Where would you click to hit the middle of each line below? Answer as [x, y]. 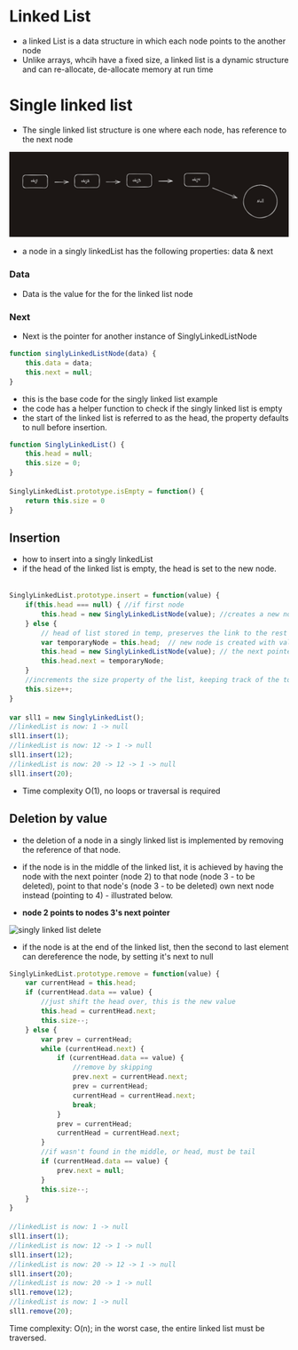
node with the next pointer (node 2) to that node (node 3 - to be [138, 876]
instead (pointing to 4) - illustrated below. [98, 895]
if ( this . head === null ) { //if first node [105, 605]
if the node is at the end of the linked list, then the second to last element [155, 947]
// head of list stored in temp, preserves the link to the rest [165, 633]
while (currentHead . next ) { [93, 1049]
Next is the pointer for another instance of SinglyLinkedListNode [139, 336]
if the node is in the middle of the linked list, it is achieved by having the [153, 867]
